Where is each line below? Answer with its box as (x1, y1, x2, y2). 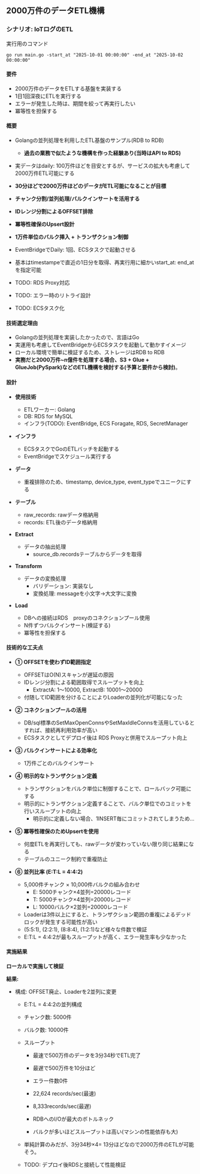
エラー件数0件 (32, 1077, 68, 1084)
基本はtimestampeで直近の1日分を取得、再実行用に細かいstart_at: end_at (14, 259, 195, 266)
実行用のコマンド (6, 40, 49, 47)
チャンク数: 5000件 (23, 1013, 72, 1021)
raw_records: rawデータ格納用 (23, 511, 99, 518)
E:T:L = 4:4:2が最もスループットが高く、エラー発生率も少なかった (23, 933, 187, 940)
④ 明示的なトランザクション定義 (14, 772, 98, 779)
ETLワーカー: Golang (23, 406, 75, 413)
